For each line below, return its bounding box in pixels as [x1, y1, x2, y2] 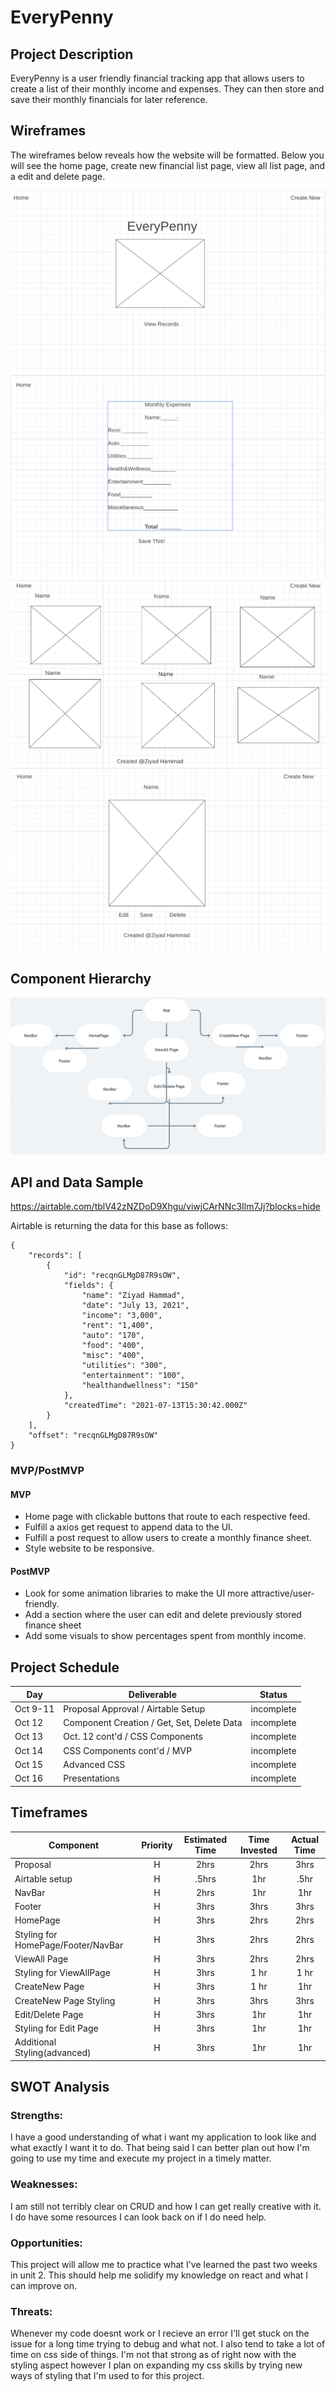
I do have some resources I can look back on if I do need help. [10, 2211, 267, 2223]
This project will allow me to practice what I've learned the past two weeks [10, 2259, 318, 2271]
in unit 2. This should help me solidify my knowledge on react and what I [10, 2269, 309, 2281]
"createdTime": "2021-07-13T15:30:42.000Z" [63, 1401, 248, 1411]
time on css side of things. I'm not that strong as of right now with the [10, 2349, 297, 2361]
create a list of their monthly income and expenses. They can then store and [10, 83, 325, 95]
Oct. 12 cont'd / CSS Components [63, 1731, 203, 1743]
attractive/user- [250, 1587, 315, 1600]
